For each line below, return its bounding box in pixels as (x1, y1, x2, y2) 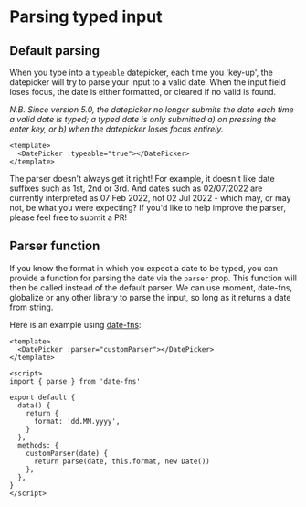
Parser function (9, 238, 100, 254)
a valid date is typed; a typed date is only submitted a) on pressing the (9, 114, 277, 124)
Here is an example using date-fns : (9, 319, 142, 330)
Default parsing (9, 43, 100, 58)
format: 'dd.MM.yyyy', (33, 417, 121, 426)
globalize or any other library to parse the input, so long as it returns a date (9, 291, 291, 302)
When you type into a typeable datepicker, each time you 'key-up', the (9, 67, 274, 78)
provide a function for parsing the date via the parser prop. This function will (9, 272, 297, 283)
